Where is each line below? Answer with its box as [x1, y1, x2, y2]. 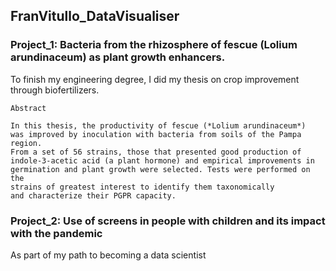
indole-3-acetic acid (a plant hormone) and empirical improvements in [10, 155, 315, 166]
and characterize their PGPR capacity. [10, 190, 177, 201]
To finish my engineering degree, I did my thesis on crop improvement [10, 73, 300, 85]
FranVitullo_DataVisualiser [10, 8, 180, 25]
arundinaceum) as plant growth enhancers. [10, 50, 226, 64]
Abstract [10, 103, 47, 113]
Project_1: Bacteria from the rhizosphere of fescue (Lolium [10, 38, 298, 52]
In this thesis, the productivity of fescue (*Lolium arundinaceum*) [10, 120, 307, 131]
